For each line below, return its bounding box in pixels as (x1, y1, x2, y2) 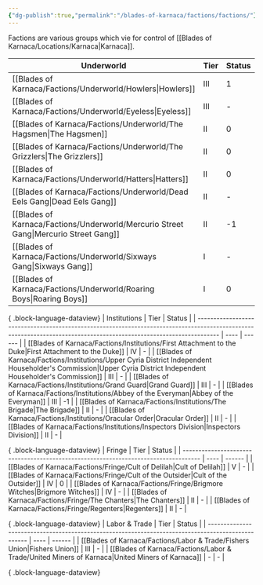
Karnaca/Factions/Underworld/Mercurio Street (12, 218, 184, 229)
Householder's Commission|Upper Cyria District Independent (8, 363, 207, 373)
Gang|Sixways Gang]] (12, 261, 93, 272)
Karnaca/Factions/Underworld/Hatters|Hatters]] (12, 174, 189, 185)
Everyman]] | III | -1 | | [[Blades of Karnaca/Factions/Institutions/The (8, 397, 227, 406)
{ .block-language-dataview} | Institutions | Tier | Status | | (8, 313, 196, 323)
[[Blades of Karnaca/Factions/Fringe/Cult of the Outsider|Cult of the (8, 470, 228, 480)
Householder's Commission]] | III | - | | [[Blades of (8, 371, 169, 381)
